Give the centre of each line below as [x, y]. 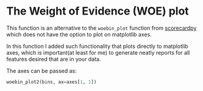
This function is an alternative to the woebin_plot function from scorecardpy [101, 28]
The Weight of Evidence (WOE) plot [98, 11]
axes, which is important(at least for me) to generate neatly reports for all [98, 52]
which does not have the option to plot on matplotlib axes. [79, 34]
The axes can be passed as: [42, 70]
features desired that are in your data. [54, 59]
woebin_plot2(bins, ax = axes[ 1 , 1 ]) [52, 82]
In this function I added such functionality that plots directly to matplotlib [97, 46]
